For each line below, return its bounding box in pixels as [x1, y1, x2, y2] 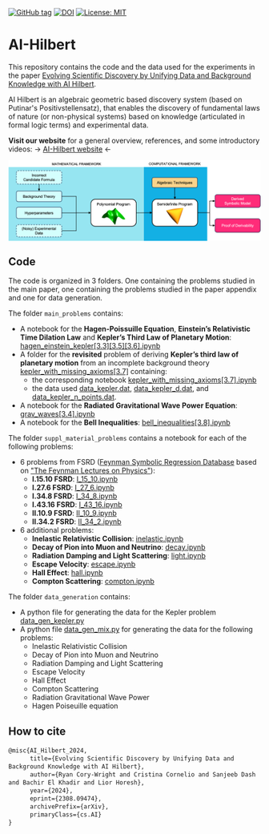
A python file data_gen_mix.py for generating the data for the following [19, 625, 254, 635]
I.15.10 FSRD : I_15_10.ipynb [31, 474, 118, 484]
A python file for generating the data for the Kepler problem [19, 607, 216, 617]
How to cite [8, 724, 66, 738]
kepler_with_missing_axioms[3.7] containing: [19, 367, 168, 377]
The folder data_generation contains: [8, 592, 130, 602]
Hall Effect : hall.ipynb [31, 568, 103, 578]
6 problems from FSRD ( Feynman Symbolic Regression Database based [19, 457, 257, 467]
